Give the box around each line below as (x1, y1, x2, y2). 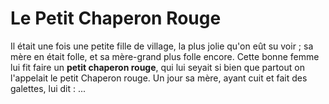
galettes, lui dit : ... (10, 82, 87, 94)
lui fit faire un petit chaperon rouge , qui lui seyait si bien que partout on (10, 61, 305, 73)
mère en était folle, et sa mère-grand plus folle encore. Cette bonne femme (10, 50, 320, 62)
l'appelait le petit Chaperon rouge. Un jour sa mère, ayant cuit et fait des (10, 72, 308, 84)
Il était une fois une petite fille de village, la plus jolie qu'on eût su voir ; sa (10, 40, 314, 52)
